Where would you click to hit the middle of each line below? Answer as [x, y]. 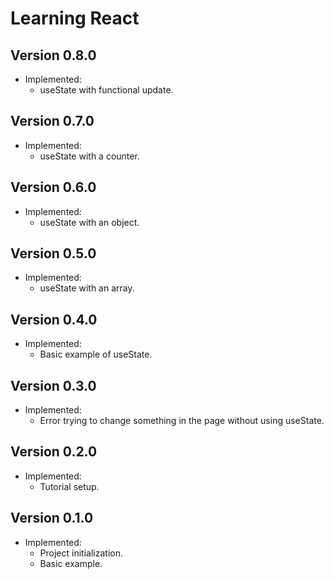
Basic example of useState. [96, 354]
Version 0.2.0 [54, 452]
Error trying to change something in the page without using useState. [182, 421]
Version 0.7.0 [52, 121]
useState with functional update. [106, 90]
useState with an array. [87, 288]
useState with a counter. [89, 156]
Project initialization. [81, 553]
